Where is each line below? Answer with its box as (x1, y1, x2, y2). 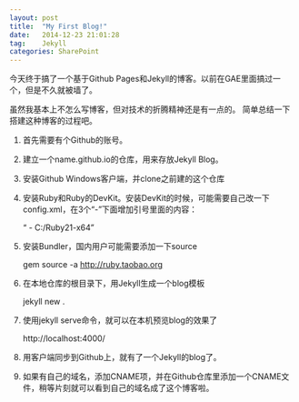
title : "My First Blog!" (9, 22, 107, 31)
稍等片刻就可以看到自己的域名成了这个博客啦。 (38, 383, 214, 394)
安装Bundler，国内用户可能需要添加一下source (22, 241, 198, 252)
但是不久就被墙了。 (25, 85, 97, 95)
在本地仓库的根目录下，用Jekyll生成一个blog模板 (22, 278, 205, 289)
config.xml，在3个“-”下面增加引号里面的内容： (22, 204, 198, 215)
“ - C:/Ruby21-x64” (22, 222, 95, 233)
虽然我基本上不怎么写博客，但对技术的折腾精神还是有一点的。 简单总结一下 (9, 104, 291, 115)
